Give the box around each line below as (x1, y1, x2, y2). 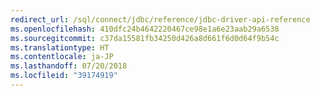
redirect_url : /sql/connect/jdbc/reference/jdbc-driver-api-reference (10, 14, 311, 25)
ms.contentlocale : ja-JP (10, 52, 114, 62)
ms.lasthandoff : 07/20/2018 (10, 61, 128, 71)
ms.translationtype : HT (10, 42, 110, 53)
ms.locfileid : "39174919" (10, 71, 118, 81)
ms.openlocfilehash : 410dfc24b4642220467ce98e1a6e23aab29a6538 (10, 24, 280, 34)
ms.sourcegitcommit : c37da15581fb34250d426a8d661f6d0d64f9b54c (10, 33, 280, 43)
